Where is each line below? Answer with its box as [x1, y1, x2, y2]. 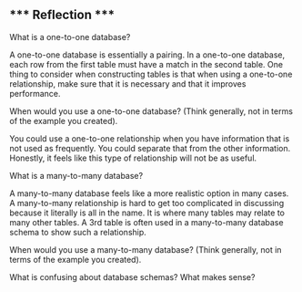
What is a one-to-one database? [9, 31, 131, 42]
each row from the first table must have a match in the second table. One [9, 58, 284, 69]
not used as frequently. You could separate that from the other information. [9, 142, 291, 153]
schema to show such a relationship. [9, 226, 147, 237]
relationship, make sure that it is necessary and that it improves [9, 78, 247, 89]
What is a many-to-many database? [9, 170, 144, 181]
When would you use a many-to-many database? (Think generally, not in [9, 244, 282, 255]
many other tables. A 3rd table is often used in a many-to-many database [9, 216, 284, 227]
